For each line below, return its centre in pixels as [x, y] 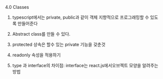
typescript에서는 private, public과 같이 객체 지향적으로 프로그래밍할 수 [81, 17]
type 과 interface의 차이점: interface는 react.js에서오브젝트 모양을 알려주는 [85, 65]
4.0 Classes [17, 7]
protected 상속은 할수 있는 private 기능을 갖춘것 [59, 44]
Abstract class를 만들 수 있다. [41, 34]
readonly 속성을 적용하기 [36, 55]
